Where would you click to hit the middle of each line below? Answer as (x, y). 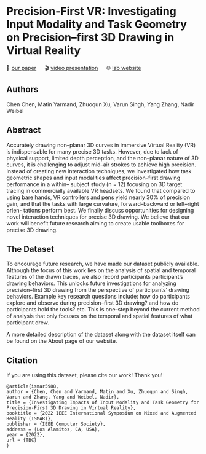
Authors (22, 89)
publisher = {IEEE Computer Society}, (56, 424)
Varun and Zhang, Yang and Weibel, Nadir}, (63, 397)
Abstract (24, 130)
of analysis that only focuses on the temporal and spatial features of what (100, 316)
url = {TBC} (22, 440)
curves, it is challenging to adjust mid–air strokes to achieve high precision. (101, 165)
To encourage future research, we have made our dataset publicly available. (103, 264)
